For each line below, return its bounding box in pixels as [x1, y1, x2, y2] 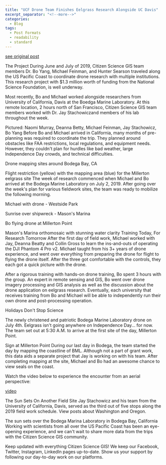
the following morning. [5, 191, 51, 197]
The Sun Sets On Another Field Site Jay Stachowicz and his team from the [5, 397, 157, 403]
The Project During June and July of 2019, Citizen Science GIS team [5, 63, 144, 69]
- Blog [9, 21, 23, 26]
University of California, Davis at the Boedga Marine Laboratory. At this [5, 99, 150, 105]
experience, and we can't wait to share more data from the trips [23, 428, 153, 434]
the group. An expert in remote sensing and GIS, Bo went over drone [5, 277, 145, 282]
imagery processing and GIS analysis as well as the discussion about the [5, 281, 154, 287]
